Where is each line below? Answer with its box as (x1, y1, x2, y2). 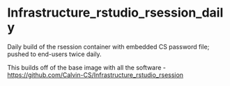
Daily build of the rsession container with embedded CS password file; (7, 42, 210, 51)
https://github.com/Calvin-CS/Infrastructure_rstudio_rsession (7, 71, 183, 79)
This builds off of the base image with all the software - (7, 63, 166, 71)
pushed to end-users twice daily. (7, 50, 102, 58)
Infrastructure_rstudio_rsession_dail (7, 5, 224, 21)
